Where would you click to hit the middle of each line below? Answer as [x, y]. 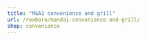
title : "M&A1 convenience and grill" [61, 13]
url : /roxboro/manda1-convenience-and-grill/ [73, 20]
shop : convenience [33, 26]
